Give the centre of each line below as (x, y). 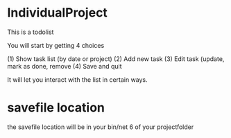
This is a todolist (31, 32)
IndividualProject (57, 13)
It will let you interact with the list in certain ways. (77, 79)
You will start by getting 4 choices (56, 45)
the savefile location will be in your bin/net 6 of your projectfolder (101, 127)
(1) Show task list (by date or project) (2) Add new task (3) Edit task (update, (116, 59)
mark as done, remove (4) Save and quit (65, 66)
